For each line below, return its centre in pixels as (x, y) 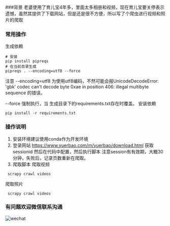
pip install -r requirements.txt (41, 113)
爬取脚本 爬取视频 (31, 164)
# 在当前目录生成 (21, 67)
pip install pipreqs (27, 61)
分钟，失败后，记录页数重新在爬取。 (50, 158)
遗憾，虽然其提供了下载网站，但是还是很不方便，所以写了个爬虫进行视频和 (83, 13)
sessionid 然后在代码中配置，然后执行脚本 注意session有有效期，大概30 (88, 152)
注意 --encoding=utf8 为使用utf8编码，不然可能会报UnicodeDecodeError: (82, 81)
